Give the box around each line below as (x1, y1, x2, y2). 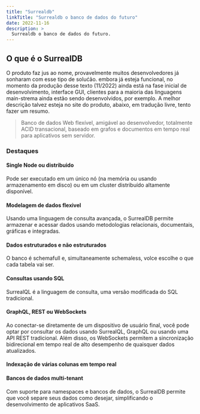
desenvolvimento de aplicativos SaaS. (6, 400, 100, 408)
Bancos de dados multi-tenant (6, 374, 84, 382)
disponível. (6, 188, 34, 195)
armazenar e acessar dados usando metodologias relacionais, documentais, (6, 221, 195, 229)
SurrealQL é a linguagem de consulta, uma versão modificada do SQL (6, 288, 178, 295)
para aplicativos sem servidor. (20, 131, 96, 139)
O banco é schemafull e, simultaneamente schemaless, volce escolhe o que (6, 254, 194, 262)
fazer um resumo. (6, 107, 50, 115)
